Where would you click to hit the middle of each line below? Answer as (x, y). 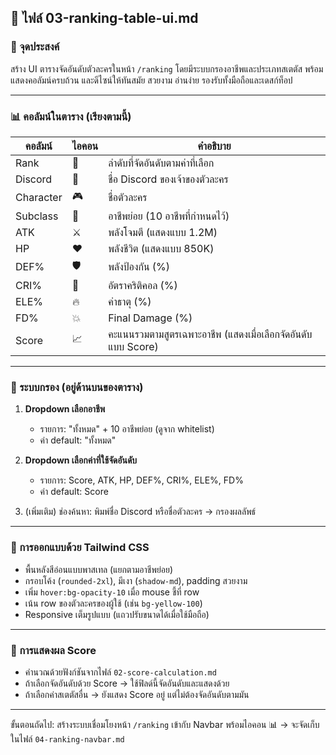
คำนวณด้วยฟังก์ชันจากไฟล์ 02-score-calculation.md (120, 672)
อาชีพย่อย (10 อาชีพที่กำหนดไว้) (169, 216)
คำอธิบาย (214, 146)
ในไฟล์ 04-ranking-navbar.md (67, 738)
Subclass (37, 216)
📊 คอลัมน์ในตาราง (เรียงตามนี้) (71, 116)
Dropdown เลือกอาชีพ (65, 409)
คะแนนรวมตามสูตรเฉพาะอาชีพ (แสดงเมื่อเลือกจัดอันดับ (210, 334)
